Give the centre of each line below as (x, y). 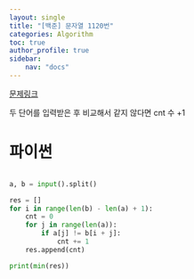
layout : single (37, 17)
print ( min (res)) (39, 266)
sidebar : (25, 59)
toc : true (28, 42)
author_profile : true (49, 51)
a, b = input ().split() (53, 184)
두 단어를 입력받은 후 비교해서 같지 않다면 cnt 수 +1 (97, 112)
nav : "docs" (47, 68)
